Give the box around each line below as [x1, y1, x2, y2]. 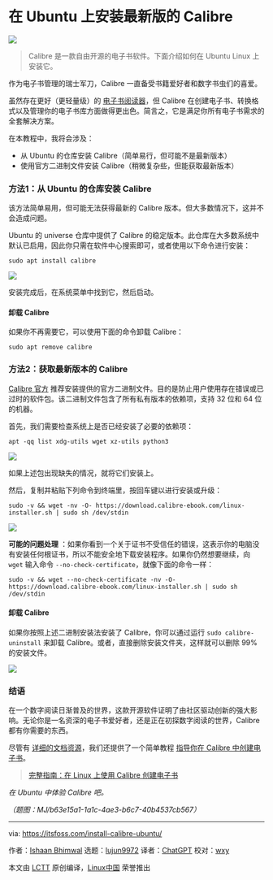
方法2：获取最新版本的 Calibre [8, 363, 128, 375]
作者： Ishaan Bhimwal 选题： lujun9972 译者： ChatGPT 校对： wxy [8, 846, 230, 856]
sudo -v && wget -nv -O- [8, 501, 93, 509]
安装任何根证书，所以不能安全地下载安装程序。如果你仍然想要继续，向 [15, 549, 250, 559]
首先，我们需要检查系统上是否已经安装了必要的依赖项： [8, 421, 193, 431]
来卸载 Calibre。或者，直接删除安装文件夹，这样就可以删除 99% [43, 637, 258, 647]
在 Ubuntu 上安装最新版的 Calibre [8, 7, 233, 26]
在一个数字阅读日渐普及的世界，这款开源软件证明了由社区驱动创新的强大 [8, 705, 250, 715]
